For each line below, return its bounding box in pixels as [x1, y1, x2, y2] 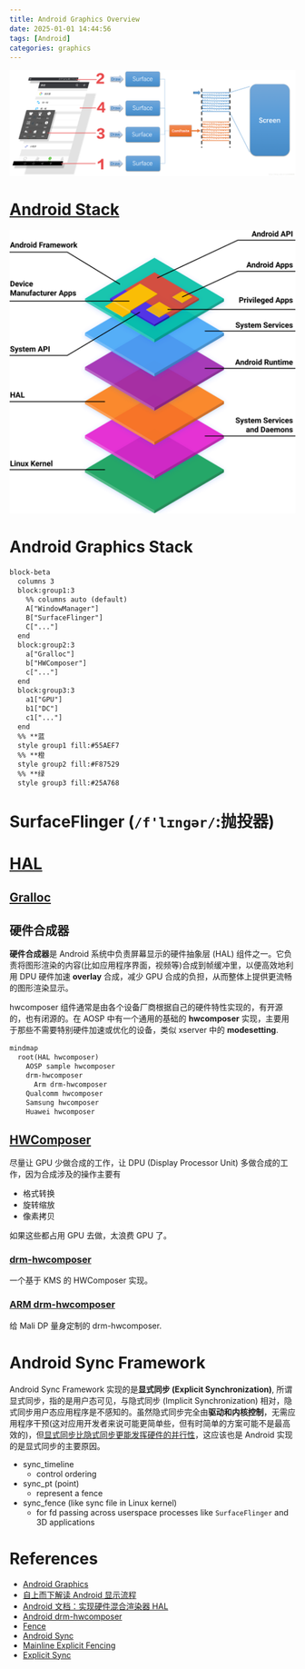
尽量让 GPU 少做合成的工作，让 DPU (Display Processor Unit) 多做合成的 [9, 1157, 281, 1168]
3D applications [35, 1516, 95, 1527]
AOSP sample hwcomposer [25, 1062, 116, 1071]
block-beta [9, 568, 51, 577]
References [9, 1548, 98, 1569]
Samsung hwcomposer [25, 1098, 100, 1108]
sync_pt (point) [22, 1477, 80, 1489]
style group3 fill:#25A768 [17, 778, 120, 788]
